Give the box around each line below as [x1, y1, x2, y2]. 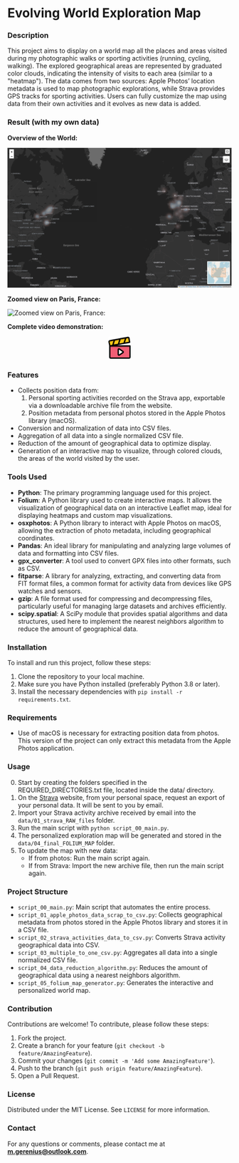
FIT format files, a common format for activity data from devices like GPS [17, 579, 232, 588]
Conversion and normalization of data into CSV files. [17, 424, 171, 432]
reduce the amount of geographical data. [17, 625, 139, 633]
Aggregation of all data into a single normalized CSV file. [17, 432, 184, 440]
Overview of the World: [7, 133, 78, 142]
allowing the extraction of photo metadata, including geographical [17, 526, 211, 535]
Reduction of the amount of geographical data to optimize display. [17, 439, 212, 448]
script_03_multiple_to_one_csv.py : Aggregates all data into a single [17, 948, 218, 956]
